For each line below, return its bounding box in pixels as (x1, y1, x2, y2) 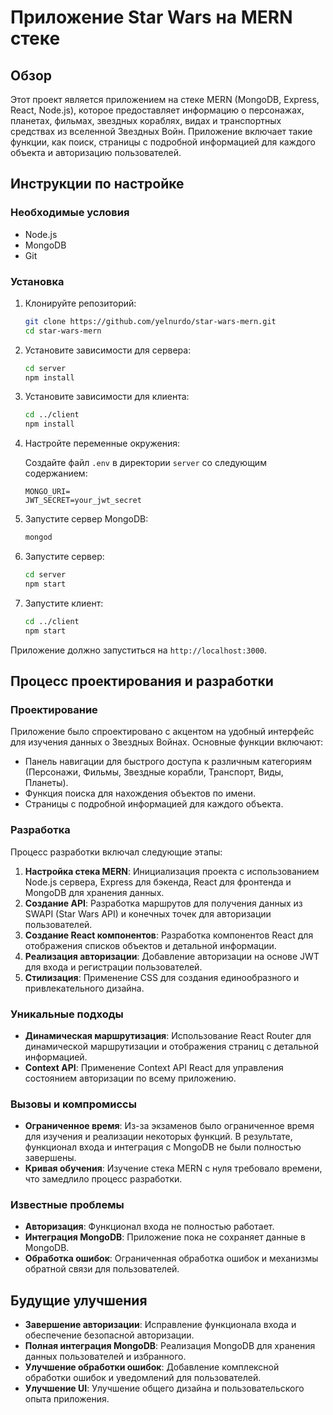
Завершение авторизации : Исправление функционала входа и (24, 1319, 297, 1331)
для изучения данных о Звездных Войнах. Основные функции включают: (10, 736, 323, 748)
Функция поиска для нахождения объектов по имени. (24, 787, 256, 800)
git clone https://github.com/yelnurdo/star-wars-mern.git (24, 316, 277, 326)
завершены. (24, 1152, 77, 1164)
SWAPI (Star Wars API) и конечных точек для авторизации (24, 907, 272, 920)
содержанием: (24, 467, 88, 480)
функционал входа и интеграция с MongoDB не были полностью (24, 1141, 302, 1153)
